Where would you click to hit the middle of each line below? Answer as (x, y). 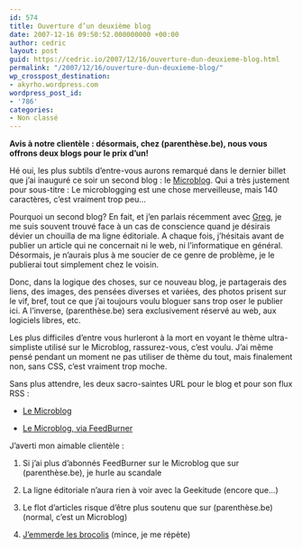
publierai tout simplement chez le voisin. (84, 265)
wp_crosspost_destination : (60, 76)
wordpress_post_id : (46, 93)
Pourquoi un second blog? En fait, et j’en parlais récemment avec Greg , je (146, 217)
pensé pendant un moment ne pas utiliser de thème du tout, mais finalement (151, 357)
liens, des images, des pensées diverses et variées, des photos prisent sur (148, 292)
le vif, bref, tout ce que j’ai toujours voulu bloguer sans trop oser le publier (146, 301)
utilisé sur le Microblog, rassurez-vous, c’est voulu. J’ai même (159, 347)
